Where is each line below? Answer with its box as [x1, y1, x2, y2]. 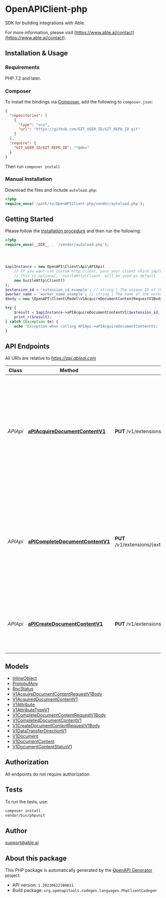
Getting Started [5, 214, 54, 223]
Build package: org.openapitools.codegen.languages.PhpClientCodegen [12, 888, 157, 894]
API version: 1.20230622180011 [12, 882, 74, 888]
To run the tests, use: [5, 798, 48, 804]
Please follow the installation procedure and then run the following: [5, 228, 141, 234]
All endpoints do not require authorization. [5, 771, 91, 777]
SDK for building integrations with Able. [5, 20, 85, 26]
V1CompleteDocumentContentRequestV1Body [12, 712, 106, 718]
